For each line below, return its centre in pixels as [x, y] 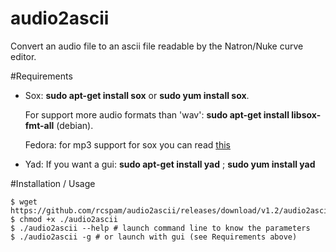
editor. [23, 56]
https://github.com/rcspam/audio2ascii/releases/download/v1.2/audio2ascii [171, 210]
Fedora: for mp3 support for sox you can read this [127, 144]
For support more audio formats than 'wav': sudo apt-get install [157, 114]
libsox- [306, 114]
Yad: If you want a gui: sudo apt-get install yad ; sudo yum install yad [170, 164]
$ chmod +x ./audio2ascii [64, 219]
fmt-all [39, 125]
